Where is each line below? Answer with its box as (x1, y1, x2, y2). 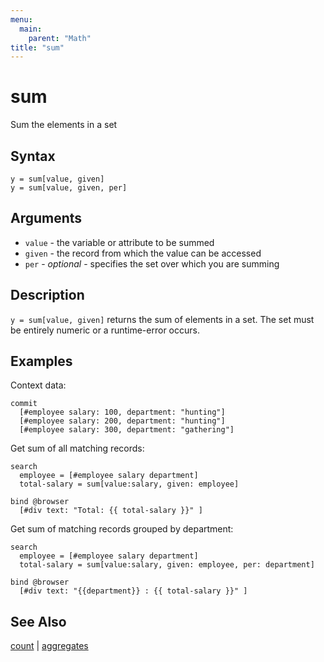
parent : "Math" (28, 33, 92, 43)
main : (19, 24, 43, 34)
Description (10, 287, 85, 304)
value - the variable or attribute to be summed (24, 236, 215, 248)
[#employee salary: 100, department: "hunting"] (19, 407, 226, 418)
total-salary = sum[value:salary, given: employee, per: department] (19, 560, 315, 570)
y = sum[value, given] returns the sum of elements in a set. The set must (10, 313, 315, 325)
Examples (10, 353, 73, 370)
